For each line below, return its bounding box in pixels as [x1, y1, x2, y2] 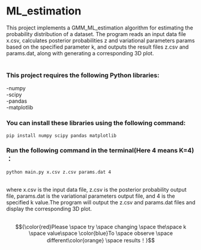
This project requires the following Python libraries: [6, 71, 160, 79]
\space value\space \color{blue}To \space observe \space [29, 230, 173, 237]
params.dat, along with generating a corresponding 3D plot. [6, 49, 154, 56]
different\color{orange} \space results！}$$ [47, 236, 155, 244]
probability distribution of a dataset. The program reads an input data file [6, 30, 187, 37]
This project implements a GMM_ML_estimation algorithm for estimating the [6, 24, 193, 31]
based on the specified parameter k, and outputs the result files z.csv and [6, 43, 189, 50]
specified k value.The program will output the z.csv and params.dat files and [6, 198, 196, 206]
